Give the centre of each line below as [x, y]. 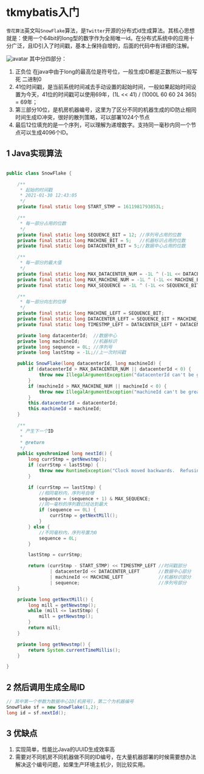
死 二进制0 [28, 79]
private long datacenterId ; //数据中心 [67, 335]
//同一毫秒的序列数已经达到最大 [73, 504]
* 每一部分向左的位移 [43, 302]
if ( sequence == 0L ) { [67, 510]
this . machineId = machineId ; [65, 409]
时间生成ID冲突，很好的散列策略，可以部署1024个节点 [82, 117]
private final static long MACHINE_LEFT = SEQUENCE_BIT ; [91, 313]
